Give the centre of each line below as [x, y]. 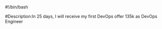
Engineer [14, 22]
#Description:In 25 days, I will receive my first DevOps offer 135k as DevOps [81, 16]
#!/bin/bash [16, 7]
